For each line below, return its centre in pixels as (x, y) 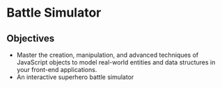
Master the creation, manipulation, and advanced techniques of (108, 55)
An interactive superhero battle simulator (75, 77)
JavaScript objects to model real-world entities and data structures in (116, 62)
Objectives (31, 38)
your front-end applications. (57, 70)
